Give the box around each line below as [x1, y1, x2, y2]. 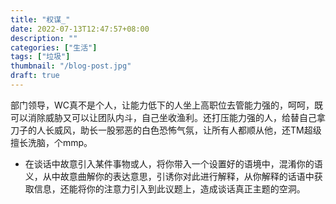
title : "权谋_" [10, 14, 71, 25]
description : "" [10, 33, 78, 43]
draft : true [10, 71, 60, 81]
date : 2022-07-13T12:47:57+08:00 [10, 24, 150, 34]
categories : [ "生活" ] [10, 42, 98, 53]
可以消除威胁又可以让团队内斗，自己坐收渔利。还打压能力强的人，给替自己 [10, 111, 317, 123]
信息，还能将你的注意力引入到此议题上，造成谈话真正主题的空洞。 [33, 182, 306, 195]
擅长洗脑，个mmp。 [10, 136, 93, 148]
